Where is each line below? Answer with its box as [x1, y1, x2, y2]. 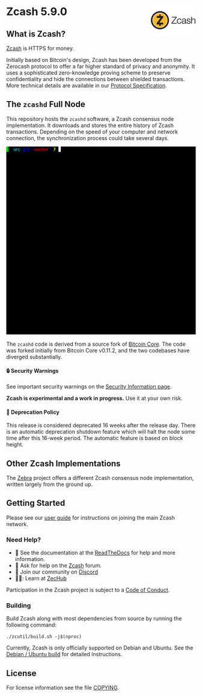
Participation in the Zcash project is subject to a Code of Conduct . [6, 586, 170, 594]
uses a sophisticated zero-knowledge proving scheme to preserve [6, 69, 171, 76]
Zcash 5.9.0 [6, 5, 67, 19]
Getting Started [6, 498, 66, 508]
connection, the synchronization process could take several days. [6, 134, 170, 141]
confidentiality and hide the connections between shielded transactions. [6, 76, 185, 82]
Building [6, 601, 31, 610]
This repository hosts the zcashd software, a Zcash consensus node [6, 115, 174, 122]
